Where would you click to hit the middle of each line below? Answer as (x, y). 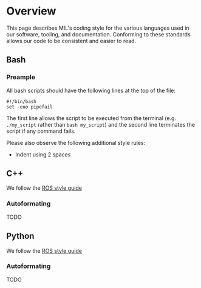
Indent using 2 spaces (43, 154)
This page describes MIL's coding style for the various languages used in (98, 28)
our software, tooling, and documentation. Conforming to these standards (99, 34)
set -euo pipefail (29, 107)
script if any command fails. (41, 131)
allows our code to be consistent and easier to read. (71, 41)
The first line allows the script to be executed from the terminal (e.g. (91, 118)
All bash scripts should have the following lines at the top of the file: (91, 90)
